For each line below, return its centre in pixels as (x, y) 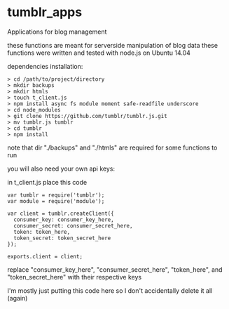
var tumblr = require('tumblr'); (56, 195)
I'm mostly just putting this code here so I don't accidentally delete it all (110, 290)
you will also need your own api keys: (61, 169)
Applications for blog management (57, 32)
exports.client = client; (45, 256)
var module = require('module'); (56, 201)
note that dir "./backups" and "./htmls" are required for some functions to (112, 147)
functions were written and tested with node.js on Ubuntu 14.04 (99, 53)
